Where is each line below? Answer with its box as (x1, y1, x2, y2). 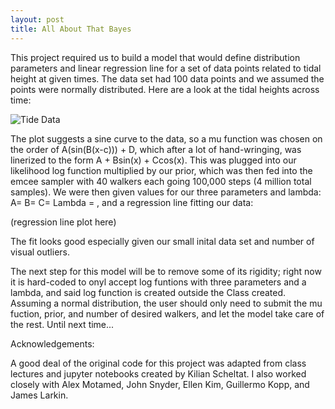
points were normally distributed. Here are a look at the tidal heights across (10, 83, 320, 95)
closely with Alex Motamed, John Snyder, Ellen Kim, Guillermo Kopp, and (10, 378, 310, 390)
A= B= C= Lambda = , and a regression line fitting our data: (10, 196, 254, 208)
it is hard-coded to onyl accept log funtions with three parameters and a (10, 276, 307, 288)
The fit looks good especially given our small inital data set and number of (10, 235, 315, 247)
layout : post (10, 14, 65, 25)
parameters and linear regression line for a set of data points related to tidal (10, 62, 322, 74)
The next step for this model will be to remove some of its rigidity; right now (10, 265, 322, 277)
